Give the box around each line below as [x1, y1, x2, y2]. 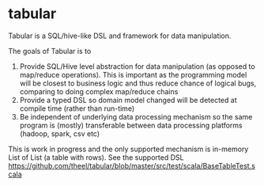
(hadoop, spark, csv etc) [19, 128, 100, 139]
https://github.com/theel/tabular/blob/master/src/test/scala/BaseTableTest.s [8, 161, 255, 170]
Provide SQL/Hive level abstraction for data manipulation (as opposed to [19, 61, 255, 71]
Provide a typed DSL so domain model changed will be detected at [19, 95, 237, 104]
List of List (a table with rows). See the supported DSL [8, 152, 184, 162]
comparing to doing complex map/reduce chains [19, 86, 179, 96]
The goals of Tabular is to [8, 46, 92, 55]
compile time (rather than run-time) [19, 104, 135, 113]
